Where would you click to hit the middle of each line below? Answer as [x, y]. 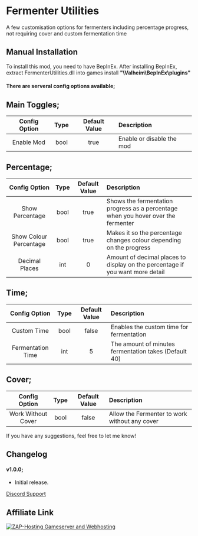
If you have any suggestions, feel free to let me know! [71, 436]
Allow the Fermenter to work [148, 414]
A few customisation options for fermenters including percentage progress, [98, 27]
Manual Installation [42, 52]
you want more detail [136, 272]
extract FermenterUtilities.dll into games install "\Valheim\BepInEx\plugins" [98, 73]
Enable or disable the [148, 139]
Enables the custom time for [150, 327]
